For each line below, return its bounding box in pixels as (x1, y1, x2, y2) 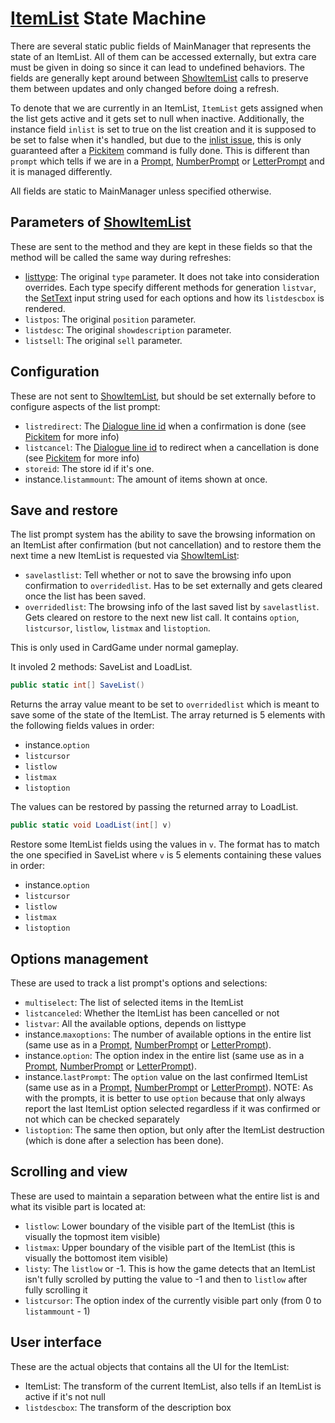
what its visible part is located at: (10, 1200, 147, 1212)
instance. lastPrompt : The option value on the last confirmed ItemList (24, 1070, 308, 1082)
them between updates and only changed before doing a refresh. (10, 82, 280, 94)
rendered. (24, 302, 66, 314)
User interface (10, 1334, 102, 1351)
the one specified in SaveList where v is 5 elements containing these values (10, 849, 322, 861)
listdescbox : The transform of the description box (24, 1401, 232, 1413)
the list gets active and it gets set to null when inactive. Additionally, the (10, 112, 305, 124)
